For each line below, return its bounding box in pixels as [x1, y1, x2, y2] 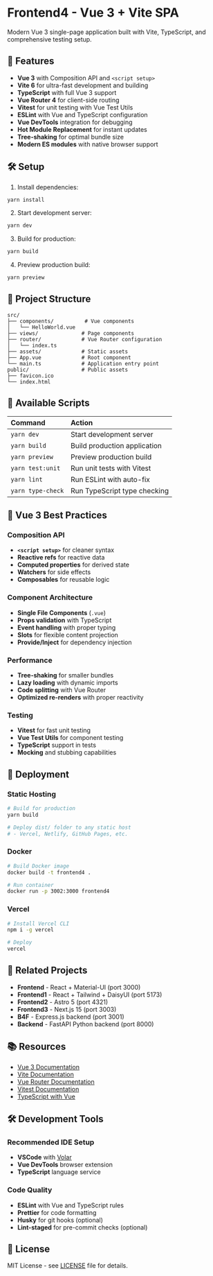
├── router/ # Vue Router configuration [7, 336, 163, 343]
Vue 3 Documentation [17, 1062, 80, 1071]
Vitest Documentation [17, 1085, 80, 1093]
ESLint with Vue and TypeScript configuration [17, 110, 148, 119]
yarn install [7, 196, 45, 203]
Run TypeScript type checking [70, 485, 169, 495]
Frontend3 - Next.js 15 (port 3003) [17, 1005, 117, 1013]
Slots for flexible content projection [17, 630, 119, 639]
